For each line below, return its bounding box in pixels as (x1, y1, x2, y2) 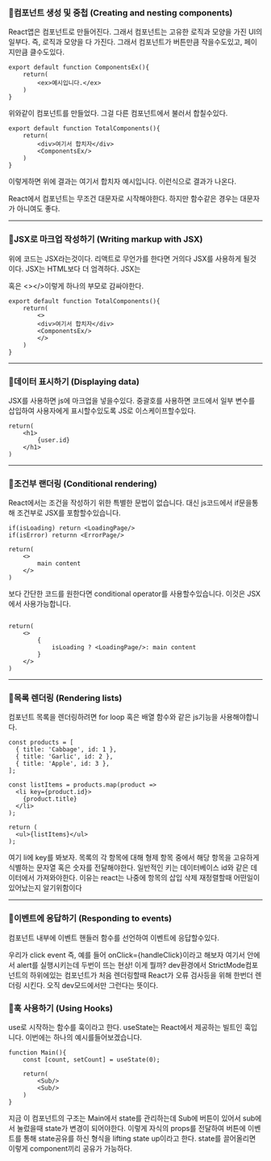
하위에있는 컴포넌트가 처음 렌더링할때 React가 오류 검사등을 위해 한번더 (29, 970, 254, 980)
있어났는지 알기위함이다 (8, 883, 82, 893)
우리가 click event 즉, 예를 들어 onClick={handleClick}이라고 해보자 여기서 (8, 950, 246, 960)
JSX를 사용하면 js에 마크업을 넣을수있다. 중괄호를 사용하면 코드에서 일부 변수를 (8, 395, 256, 405)
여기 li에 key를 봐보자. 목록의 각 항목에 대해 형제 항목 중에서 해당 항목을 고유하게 (8, 853, 260, 863)
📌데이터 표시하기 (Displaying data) (8, 376, 140, 387)
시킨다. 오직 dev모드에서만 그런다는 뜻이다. (23, 980, 159, 990)
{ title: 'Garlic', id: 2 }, (15, 753, 114, 761)
